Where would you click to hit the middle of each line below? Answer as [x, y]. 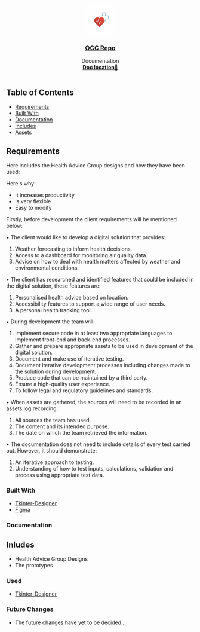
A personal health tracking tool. [53, 310]
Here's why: [21, 183]
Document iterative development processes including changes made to [103, 365]
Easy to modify [33, 207]
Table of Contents [40, 92]
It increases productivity [44, 195]
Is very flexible [33, 201]
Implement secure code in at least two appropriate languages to [93, 333]
